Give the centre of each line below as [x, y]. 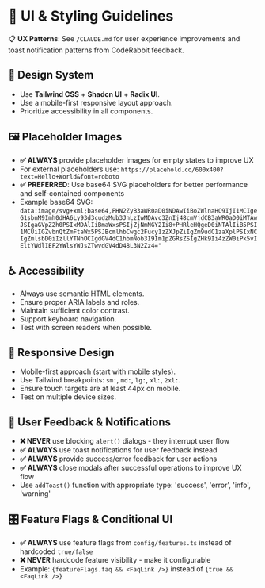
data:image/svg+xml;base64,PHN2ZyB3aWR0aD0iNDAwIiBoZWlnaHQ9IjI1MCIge [138, 211]
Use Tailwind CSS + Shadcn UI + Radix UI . [90, 94]
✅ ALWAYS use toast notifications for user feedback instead [118, 450]
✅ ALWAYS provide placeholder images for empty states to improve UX [136, 160]
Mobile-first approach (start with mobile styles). [98, 371]
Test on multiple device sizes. [68, 397]
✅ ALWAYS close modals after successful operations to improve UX [131, 468]
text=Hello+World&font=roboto [70, 177]
